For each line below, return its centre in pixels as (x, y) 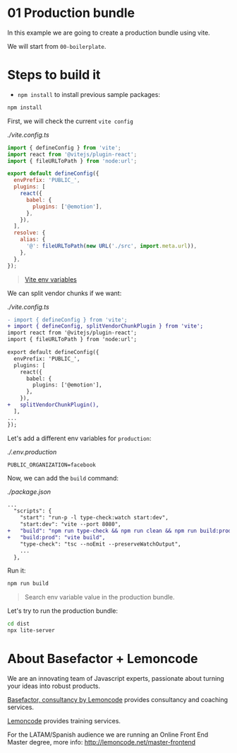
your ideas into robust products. (54, 686)
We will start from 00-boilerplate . (57, 46)
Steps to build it (54, 75)
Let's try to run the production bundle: (63, 611)
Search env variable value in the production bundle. (99, 597)
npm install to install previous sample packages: (89, 94)
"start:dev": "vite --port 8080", (71, 524)
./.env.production (32, 452)
